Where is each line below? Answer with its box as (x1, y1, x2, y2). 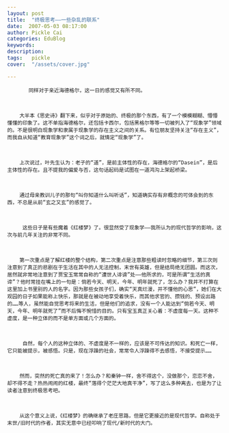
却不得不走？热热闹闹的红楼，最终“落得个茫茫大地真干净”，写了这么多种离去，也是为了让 (7, 380, 222, 386)
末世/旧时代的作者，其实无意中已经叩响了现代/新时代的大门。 (7, 419, 156, 426)
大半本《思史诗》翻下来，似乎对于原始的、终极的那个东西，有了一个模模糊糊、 (19, 112, 208, 119)
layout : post (7, 10, 44, 17)
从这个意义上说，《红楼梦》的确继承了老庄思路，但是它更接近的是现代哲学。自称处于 (19, 412, 221, 419)
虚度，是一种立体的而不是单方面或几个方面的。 (7, 315, 120, 322)
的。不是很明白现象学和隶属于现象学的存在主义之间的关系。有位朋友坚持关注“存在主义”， (7, 127, 222, 133)
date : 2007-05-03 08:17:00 (7, 23, 87, 29)
